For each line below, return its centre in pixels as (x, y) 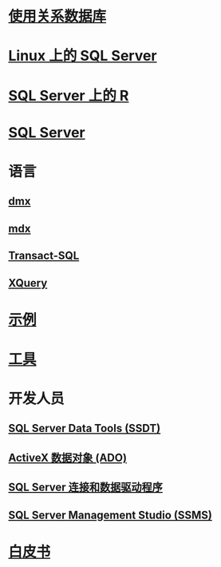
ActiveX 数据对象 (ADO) (68, 457)
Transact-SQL (44, 256)
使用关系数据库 (57, 16)
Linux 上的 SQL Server (83, 56)
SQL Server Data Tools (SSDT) (85, 428)
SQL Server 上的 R (69, 95)
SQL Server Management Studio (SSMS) (110, 515)
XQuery (28, 283)
